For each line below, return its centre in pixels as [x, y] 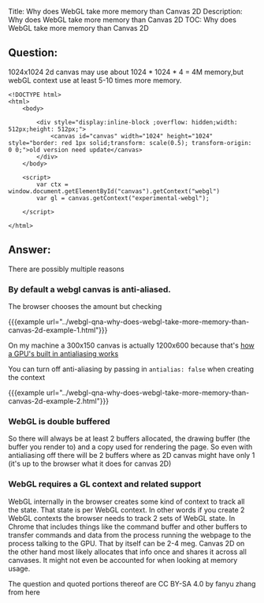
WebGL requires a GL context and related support [105, 484]
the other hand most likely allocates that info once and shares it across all [127, 552]
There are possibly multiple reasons [66, 269]
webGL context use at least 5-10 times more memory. [95, 80]
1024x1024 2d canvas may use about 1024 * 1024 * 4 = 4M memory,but [126, 72]
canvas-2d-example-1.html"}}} [58, 329]
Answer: [30, 250]
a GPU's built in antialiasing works [63, 353]
